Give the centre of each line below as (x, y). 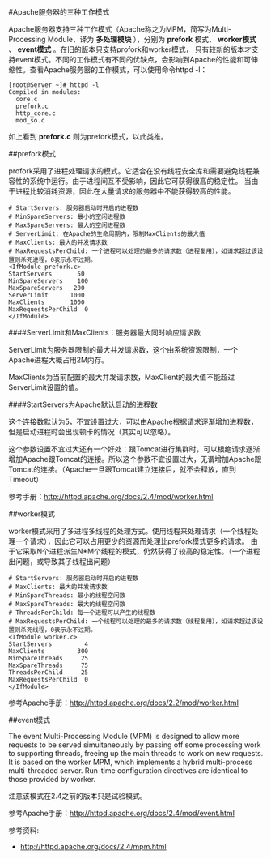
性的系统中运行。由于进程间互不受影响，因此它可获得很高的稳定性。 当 (133, 181)
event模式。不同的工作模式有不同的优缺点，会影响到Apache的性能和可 (133, 60)
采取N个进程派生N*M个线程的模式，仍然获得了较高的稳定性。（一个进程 (141, 551)
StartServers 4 (49, 644)
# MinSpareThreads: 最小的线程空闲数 (67, 596)
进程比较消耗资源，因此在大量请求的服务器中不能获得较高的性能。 (125, 191)
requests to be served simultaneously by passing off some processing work (135, 745)
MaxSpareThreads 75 (49, 665)
